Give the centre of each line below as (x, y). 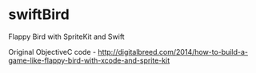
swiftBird (39, 15)
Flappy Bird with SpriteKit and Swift (67, 36)
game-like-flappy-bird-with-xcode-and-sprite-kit (89, 60)
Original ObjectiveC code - (52, 52)
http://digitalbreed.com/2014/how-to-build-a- (173, 52)
